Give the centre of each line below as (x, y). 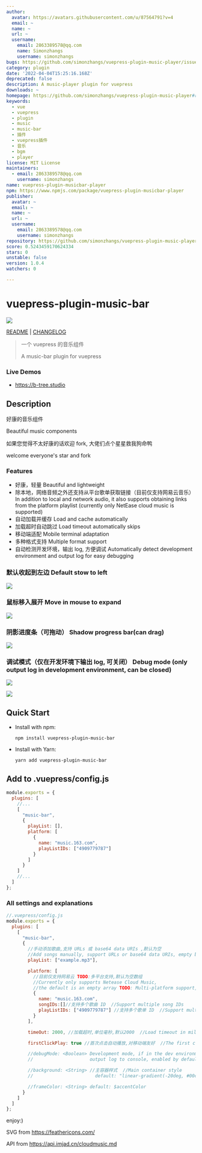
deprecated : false (29, 79)
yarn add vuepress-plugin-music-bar (61, 760)
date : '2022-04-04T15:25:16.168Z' (50, 73)
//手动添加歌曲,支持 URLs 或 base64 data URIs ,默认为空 (95, 949)
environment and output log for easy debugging (74, 556)
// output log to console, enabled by (103, 1060)
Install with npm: (35, 727)
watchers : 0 (21, 269)
